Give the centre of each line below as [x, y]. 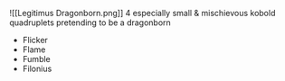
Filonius [37, 68]
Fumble [37, 59]
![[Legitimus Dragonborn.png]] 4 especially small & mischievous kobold [142, 13]
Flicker [35, 40]
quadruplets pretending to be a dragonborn [90, 22]
